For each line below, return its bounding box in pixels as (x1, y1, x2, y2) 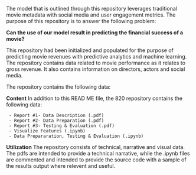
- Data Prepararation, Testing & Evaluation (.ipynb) (8, 133, 144, 139)
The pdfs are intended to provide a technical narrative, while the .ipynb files (6, 150, 190, 157)
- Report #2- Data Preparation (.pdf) (8, 118, 104, 124)
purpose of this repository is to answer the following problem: (6, 18, 156, 24)
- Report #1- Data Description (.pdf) (8, 112, 104, 118)
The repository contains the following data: (6, 83, 111, 90)
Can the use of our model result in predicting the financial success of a (6, 29, 184, 36)
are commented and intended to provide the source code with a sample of (6, 156, 187, 163)
